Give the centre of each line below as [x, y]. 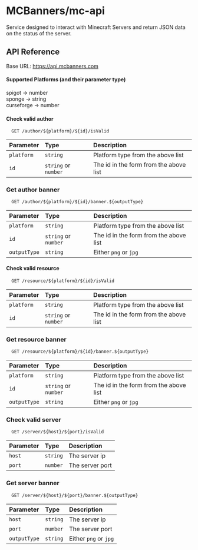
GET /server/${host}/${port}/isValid [58, 432]
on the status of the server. [39, 33]
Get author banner [33, 190]
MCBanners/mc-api [55, 11]
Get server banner [33, 483]
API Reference [33, 52]
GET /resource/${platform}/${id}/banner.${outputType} [80, 352]
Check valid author [30, 118]
